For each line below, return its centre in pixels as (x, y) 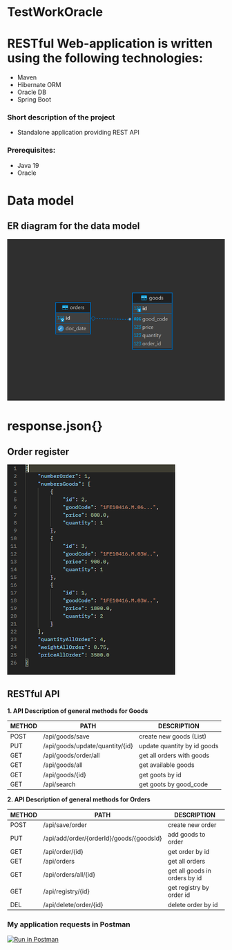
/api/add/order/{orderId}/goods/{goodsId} (103, 838)
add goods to (187, 835)
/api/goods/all (63, 765)
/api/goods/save (66, 736)
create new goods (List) (173, 736)
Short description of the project (61, 117)
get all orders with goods (174, 756)
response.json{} (55, 426)
